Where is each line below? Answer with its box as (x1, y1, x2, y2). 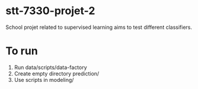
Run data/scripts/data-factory (14, 64, 87, 71)
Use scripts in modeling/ (14, 76, 74, 83)
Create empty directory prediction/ (14, 70, 100, 77)
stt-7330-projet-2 (5, 4, 95, 18)
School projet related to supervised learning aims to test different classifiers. (5, 24, 193, 31)
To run (5, 44, 38, 58)
